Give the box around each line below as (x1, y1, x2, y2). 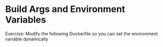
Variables (5, 14, 47, 25)
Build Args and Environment (5, 3, 126, 15)
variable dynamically (5, 36, 49, 42)
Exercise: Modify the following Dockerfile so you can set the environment (5, 30, 158, 36)
